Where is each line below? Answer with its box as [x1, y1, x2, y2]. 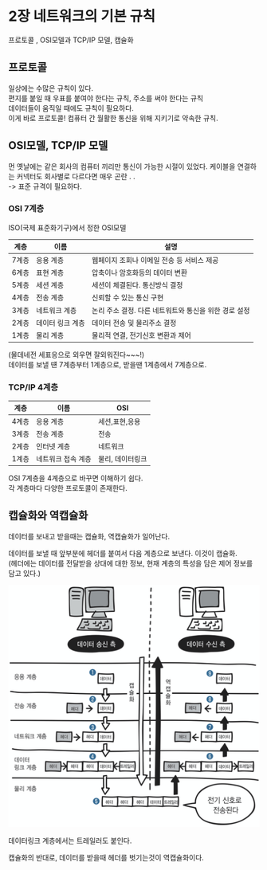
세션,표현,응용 [98, 416, 141, 426]
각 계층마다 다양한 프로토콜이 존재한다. [8, 483, 128, 492]
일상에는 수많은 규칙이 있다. [8, 83, 94, 92]
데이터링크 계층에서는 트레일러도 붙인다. [8, 836, 132, 845]
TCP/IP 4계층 [8, 382, 58, 393]
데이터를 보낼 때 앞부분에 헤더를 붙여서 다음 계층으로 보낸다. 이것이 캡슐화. [8, 548, 238, 558]
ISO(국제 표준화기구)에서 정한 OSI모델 [8, 222, 127, 232]
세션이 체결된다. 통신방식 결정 [91, 280, 183, 290]
